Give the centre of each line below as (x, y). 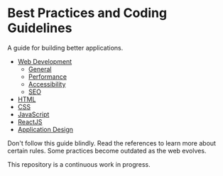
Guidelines (40, 28)
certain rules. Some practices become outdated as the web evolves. (107, 150)
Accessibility (47, 84)
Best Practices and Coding (87, 13)
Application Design (45, 129)
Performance (48, 77)
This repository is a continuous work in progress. (79, 164)
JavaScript (33, 114)
